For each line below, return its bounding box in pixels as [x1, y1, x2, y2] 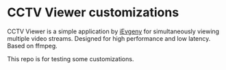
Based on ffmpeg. [7, 41, 58, 50]
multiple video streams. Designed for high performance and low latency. [7, 34, 211, 42]
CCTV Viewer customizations [7, 5, 179, 20]
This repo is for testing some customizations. [7, 54, 134, 63]
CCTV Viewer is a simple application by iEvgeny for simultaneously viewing [7, 27, 220, 35]
